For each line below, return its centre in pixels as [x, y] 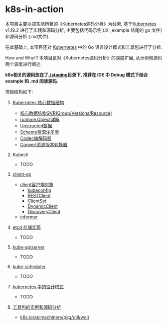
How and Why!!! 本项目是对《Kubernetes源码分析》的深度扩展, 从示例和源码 [84, 58]
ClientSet [37, 201]
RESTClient [39, 195]
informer [29, 217]
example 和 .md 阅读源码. [32, 81]
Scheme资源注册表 [39, 132]
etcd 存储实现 [27, 227]
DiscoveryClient [44, 211]
